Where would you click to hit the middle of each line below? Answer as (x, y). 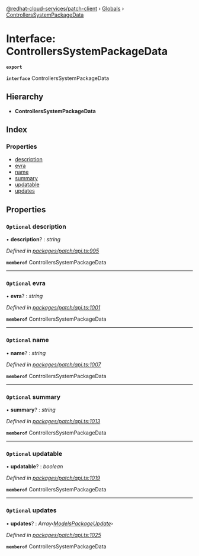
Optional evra (26, 283)
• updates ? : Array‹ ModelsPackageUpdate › (60, 523)
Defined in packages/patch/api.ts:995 (53, 251)
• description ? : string (33, 239)
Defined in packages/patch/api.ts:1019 (53, 478)
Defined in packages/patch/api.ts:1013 (53, 421)
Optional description (36, 226)
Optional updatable (34, 453)
